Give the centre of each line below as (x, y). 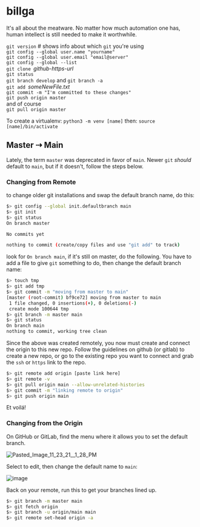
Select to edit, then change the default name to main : (72, 466)
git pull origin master (36, 109)
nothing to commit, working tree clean (57, 332)
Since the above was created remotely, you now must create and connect (98, 343)
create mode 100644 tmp (39, 309)
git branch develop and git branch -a (55, 80)
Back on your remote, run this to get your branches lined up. (82, 490)
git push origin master (36, 98)
